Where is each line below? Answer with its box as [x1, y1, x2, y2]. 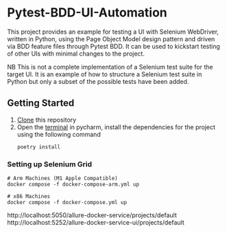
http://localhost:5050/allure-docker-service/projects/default [7, 211, 177, 219]
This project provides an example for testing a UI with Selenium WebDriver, [7, 27, 219, 36]
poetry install [16, 143, 61, 151]
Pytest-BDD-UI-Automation [7, 5, 168, 21]
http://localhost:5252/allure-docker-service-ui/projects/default [7, 219, 184, 227]
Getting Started [7, 98, 75, 109]
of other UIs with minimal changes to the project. [7, 49, 145, 58]
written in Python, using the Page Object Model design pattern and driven [7, 34, 215, 43]
